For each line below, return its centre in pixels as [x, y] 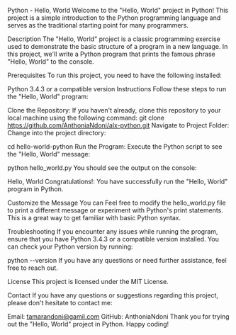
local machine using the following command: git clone [86, 118]
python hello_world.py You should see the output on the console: [102, 168]
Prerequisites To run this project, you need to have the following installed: [114, 75]
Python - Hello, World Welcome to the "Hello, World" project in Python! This [118, 10]
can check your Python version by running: [70, 246]
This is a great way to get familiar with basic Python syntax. [94, 218]
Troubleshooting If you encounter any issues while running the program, [113, 232]
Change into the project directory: [57, 133]
